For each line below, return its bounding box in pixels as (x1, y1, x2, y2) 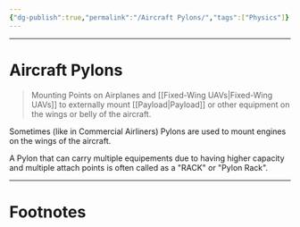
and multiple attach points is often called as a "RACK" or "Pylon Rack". (9, 162, 269, 172)
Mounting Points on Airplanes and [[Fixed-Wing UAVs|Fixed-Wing (30, 89, 273, 100)
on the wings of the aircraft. (9, 135, 112, 146)
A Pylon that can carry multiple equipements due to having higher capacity (9, 153, 285, 164)
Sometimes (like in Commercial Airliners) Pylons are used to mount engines (9, 126, 287, 137)
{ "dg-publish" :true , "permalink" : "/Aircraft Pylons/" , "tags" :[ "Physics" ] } (9, 13, 290, 22)
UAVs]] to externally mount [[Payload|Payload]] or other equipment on (30, 99, 290, 110)
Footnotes (9, 202, 87, 222)
